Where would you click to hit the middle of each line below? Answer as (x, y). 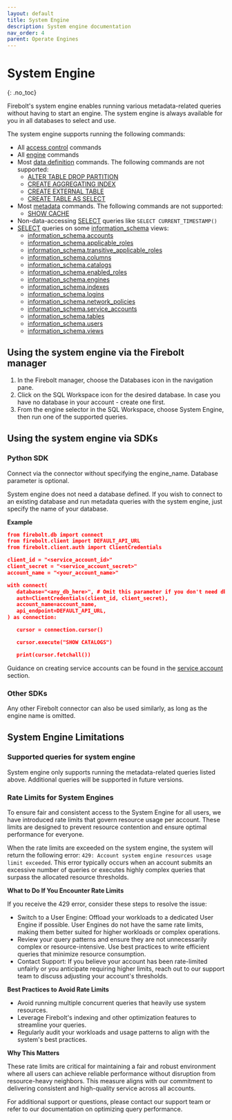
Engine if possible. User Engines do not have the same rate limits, (110, 924)
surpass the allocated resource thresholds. (68, 877)
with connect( (28, 585)
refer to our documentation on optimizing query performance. (95, 1109)
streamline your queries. (52, 1025)
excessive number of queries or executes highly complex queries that (106, 870)
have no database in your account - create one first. (91, 402)
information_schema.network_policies (81, 302)
